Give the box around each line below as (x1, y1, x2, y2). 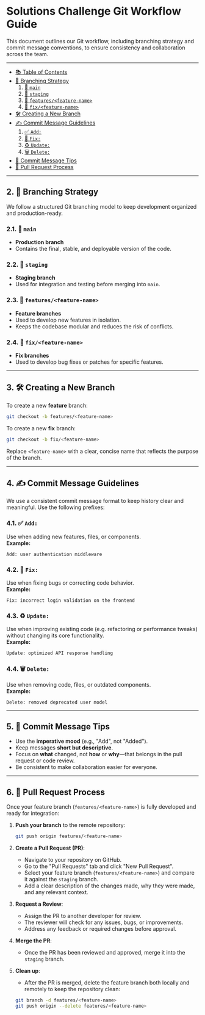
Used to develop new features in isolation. (15, 316, 121, 323)
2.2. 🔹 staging (6, 260, 48, 269)
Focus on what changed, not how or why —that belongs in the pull (15, 751, 182, 758)
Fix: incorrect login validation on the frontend (6, 597, 135, 604)
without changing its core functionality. (6, 632, 104, 639)
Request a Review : (15, 900, 63, 908)
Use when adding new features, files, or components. (6, 533, 142, 540)
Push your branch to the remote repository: (15, 822, 126, 829)
